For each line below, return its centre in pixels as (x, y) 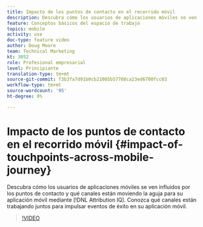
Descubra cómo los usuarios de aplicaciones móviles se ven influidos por (98, 187)
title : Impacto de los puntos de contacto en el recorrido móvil (91, 12)
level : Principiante (33, 68)
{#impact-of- (149, 144)
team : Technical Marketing (41, 51)
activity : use (25, 35)
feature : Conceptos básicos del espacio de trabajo (73, 23)
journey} (29, 170)
